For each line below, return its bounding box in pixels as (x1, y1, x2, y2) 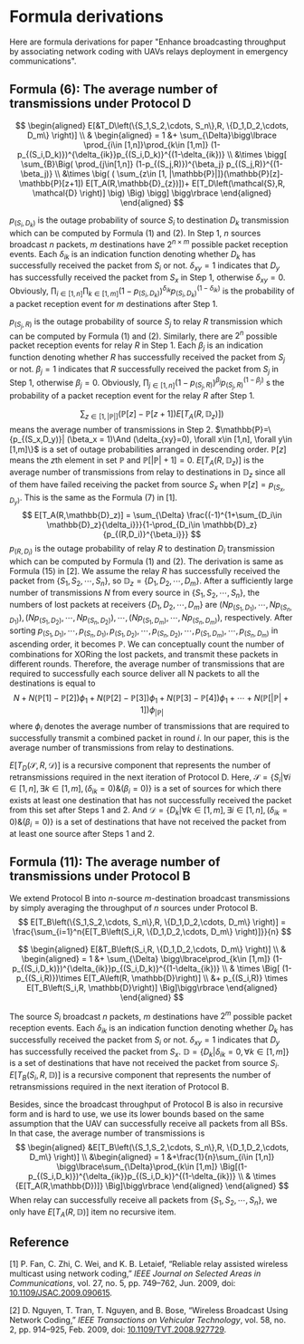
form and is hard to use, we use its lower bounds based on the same (9, 1109, 265, 1119)
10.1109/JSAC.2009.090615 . (9, 1288, 113, 1299)
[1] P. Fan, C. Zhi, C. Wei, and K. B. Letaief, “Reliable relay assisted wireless (9, 1259, 289, 1270)
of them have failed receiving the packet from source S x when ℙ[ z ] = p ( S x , (9, 479, 286, 494)
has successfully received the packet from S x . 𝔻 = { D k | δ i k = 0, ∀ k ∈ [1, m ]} (9, 1046, 290, 1059)
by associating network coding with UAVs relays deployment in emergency (9, 45, 289, 56)
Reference (9, 1234, 70, 1250)
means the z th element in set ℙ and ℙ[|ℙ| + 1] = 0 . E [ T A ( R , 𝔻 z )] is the (9, 455, 264, 468)
